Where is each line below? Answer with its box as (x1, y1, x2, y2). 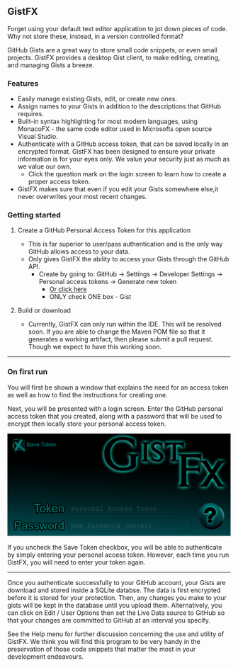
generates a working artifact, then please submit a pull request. (28, 335, 214, 344)
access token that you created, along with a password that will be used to (7, 412, 222, 420)
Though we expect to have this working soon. (28, 343, 161, 351)
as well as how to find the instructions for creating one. (7, 390, 168, 399)
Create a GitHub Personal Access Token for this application (17, 226, 191, 234)
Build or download (17, 306, 71, 315)
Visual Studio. (17, 132, 58, 141)
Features (7, 78, 39, 88)
